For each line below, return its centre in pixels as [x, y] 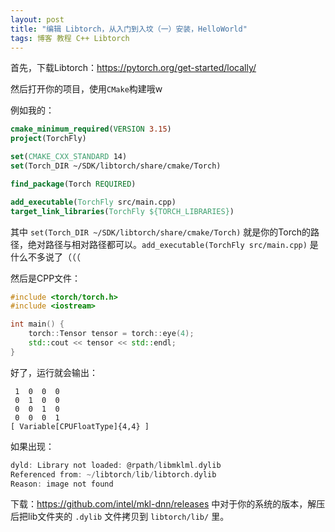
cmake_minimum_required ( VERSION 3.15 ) [91, 129]
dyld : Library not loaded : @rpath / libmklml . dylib [116, 465]
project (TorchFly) [48, 139]
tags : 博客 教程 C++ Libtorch [70, 38]
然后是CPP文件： [46, 278]
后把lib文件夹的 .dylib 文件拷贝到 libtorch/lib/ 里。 [120, 517]
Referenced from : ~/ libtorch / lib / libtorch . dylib [113, 474]
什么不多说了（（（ [45, 257]
